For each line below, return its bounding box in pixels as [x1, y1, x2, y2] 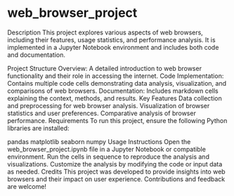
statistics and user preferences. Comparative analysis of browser [7, 109, 197, 117]
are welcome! [7, 182, 47, 190]
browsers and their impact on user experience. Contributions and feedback [7, 174, 226, 183]
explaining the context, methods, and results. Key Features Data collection [7, 93, 223, 103]
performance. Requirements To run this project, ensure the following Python [7, 116, 228, 124]
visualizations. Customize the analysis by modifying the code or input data [7, 159, 223, 168]
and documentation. [7, 51, 65, 59]
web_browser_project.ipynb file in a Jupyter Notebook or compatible [7, 145, 206, 153]
